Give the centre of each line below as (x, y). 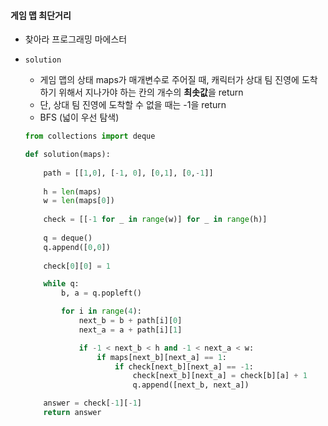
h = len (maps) (72, 191)
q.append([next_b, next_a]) (191, 385)
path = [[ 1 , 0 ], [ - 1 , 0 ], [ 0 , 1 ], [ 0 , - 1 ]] (128, 173)
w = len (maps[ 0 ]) (79, 201)
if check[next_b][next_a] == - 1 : (184, 366)
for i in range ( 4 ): (102, 311)
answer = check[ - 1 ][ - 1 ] (93, 403)
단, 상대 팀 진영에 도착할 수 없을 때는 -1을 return (133, 105)
